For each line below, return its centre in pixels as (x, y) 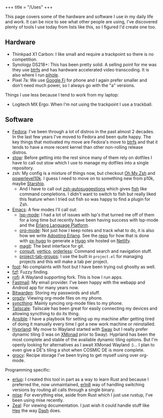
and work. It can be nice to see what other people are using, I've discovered (81, 22)
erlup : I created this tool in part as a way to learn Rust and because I (81, 379)
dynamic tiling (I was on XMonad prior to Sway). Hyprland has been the (84, 334)
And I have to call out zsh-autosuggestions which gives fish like (83, 188)
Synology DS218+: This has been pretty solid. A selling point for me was (84, 64)
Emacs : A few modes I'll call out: (45, 209)
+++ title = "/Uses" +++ (29, 7)
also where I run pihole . (36, 75)
